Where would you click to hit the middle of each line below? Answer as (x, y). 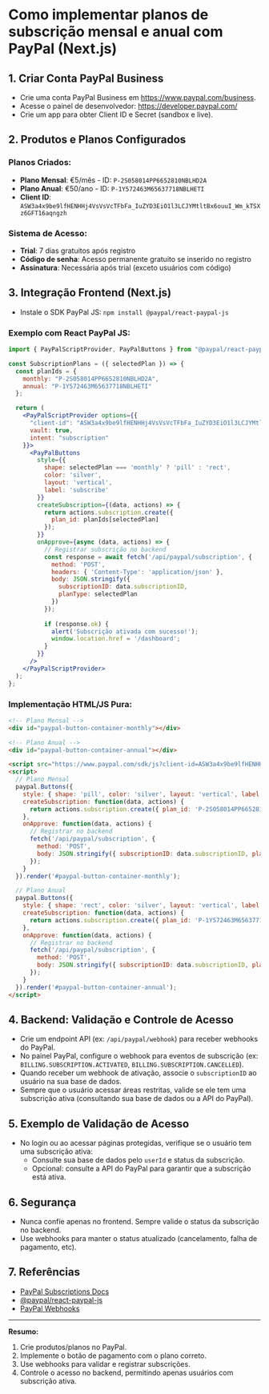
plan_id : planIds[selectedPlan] (105, 520)
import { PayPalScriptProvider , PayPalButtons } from (100, 350)
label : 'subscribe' (76, 490)
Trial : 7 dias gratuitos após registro (78, 251)
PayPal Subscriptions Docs (64, 1292)
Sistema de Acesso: (48, 233)
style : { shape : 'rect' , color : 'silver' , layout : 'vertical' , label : (143, 906)
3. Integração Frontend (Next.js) (90, 293)
